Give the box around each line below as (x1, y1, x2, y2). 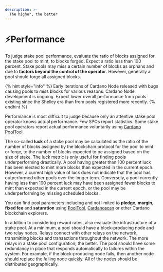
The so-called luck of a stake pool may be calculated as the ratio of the (5, 139, 148, 145)
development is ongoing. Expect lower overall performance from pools (5, 94, 146, 100)
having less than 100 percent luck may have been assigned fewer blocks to (5, 180, 156, 186)
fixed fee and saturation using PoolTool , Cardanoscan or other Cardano (5, 205, 150, 211)
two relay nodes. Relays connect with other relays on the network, (5, 230, 138, 236)
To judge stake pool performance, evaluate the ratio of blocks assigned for (5, 53, 155, 59)
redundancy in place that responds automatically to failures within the (5, 246, 145, 251)
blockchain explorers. (5, 210, 49, 216)
